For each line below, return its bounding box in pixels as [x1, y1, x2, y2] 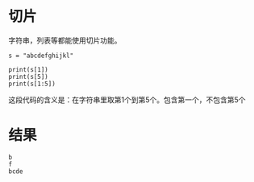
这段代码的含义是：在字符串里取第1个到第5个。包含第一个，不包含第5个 [8, 94, 246, 105]
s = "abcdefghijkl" [8, 52, 74, 60]
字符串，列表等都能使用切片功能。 [8, 35, 122, 45]
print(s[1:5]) [8, 80, 56, 88]
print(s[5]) [8, 72, 48, 81]
